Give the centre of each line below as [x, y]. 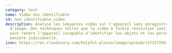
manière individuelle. [34, 38]
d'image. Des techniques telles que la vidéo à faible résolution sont [88, 29]
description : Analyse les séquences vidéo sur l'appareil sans [74, 24]
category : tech [21, 10]
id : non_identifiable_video [35, 19]
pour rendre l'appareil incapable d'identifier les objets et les [82, 33]
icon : [11, 43]
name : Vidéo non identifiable [38, 15]
